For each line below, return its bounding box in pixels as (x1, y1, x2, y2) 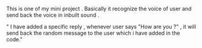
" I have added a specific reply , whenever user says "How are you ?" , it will (6, 23, 197, 30)
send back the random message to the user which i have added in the (6, 29, 180, 37)
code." (6, 36, 23, 43)
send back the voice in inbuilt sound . (6, 11, 100, 19)
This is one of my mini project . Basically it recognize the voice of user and (6, 5, 192, 12)
